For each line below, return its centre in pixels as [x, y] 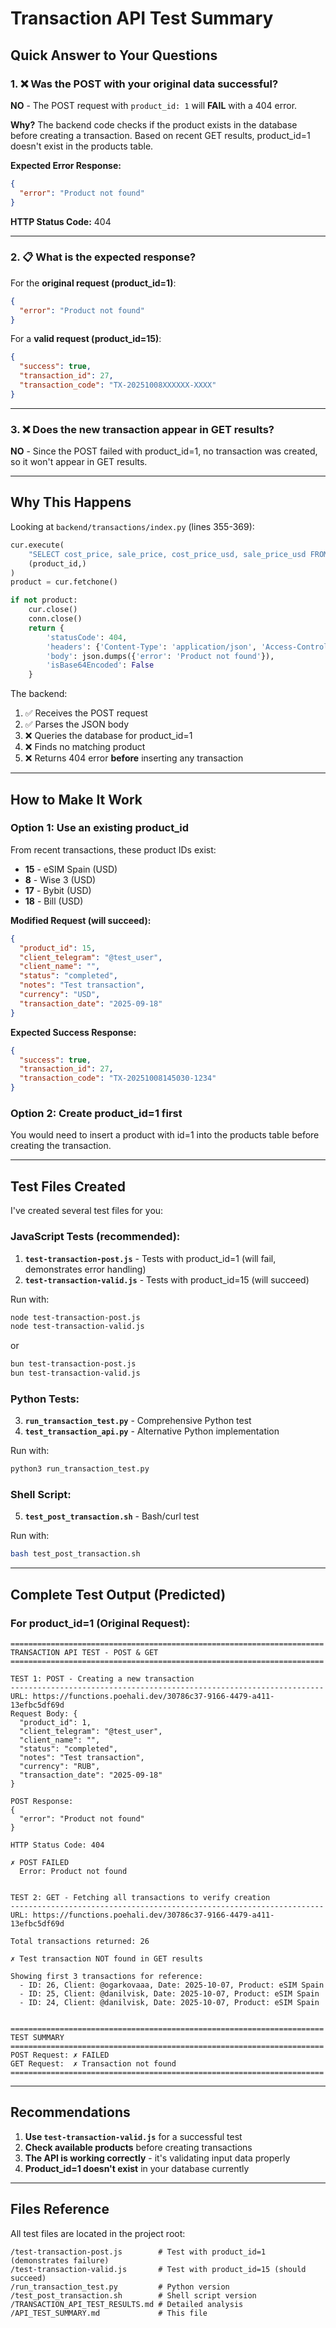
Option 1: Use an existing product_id [99, 828]
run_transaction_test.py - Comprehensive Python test [138, 1421]
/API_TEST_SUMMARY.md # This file [109, 2313]
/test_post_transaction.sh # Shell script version [133, 2295]
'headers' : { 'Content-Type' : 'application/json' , [151, 647]
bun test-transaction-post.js [73, 1364]
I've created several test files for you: [87, 1211]
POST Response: [42, 1802]
